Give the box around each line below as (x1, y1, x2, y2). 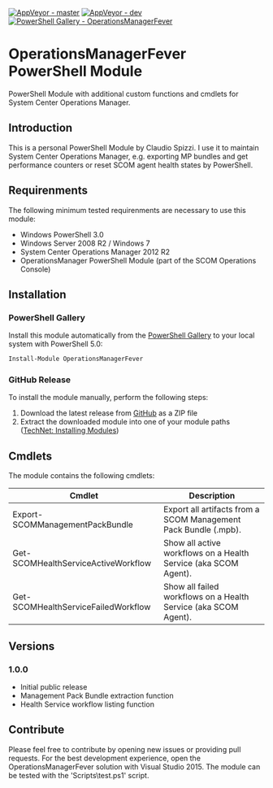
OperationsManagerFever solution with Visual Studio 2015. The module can (8, 761, 261, 772)
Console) (19, 264, 51, 274)
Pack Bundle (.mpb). (163, 525, 241, 536)
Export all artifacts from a (163, 504, 260, 516)
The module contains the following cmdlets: (8, 471, 155, 481)
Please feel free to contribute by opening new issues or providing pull (8, 744, 241, 754)
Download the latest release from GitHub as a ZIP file (19, 408, 198, 418)
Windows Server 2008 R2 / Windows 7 (19, 238, 150, 248)
